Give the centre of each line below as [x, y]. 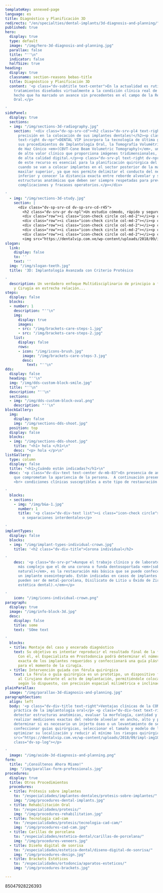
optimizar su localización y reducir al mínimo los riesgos [76, 733]
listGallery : [18, 455]
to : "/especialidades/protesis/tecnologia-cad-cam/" [68, 823]
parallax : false [26, 50]
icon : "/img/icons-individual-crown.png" [56, 598]
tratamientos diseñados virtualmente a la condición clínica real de [86, 91]
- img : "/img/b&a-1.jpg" [39, 504]
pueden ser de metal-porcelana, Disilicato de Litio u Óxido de [84, 580]
